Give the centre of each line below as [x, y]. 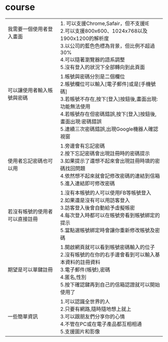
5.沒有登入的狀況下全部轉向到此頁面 [102, 67]
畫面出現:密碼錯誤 [81, 121]
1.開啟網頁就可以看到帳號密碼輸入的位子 [107, 247]
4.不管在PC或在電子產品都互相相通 [101, 324]
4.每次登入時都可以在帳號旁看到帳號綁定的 [110, 215]
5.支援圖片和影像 [80, 331]
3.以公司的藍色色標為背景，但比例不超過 [107, 45]
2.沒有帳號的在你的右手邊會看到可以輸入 [107, 254]
